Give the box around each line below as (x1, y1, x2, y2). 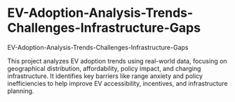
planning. (7, 87, 34, 95)
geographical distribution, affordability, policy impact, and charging (7, 64, 201, 72)
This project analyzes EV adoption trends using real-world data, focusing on (7, 56, 227, 65)
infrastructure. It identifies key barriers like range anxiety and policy (7, 72, 203, 80)
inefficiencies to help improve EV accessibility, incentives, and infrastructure (7, 79, 228, 87)
